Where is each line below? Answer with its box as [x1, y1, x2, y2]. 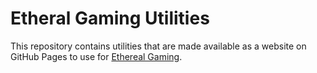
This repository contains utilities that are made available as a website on [10, 40, 307, 52]
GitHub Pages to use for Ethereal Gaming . [10, 50, 183, 62]
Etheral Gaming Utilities [10, 7, 210, 30]
